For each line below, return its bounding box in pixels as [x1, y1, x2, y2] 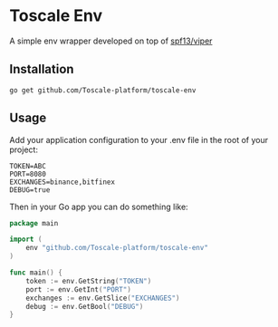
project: [9, 144, 39, 155]
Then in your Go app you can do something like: [9, 201, 188, 212]
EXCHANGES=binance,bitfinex [9, 178, 116, 187]
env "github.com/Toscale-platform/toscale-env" [25, 244, 208, 253]
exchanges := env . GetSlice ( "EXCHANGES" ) [25, 293, 180, 303]
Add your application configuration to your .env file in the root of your [9, 134, 269, 145]
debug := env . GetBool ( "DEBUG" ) [25, 302, 144, 311]
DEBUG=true [9, 185, 51, 195]
